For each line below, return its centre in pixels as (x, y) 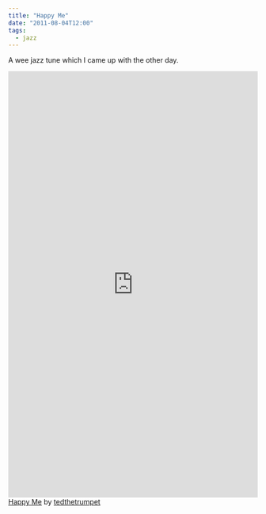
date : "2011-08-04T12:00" (51, 23)
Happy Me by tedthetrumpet (54, 502)
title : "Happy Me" (38, 15)
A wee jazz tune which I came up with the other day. (93, 60)
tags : (17, 30)
